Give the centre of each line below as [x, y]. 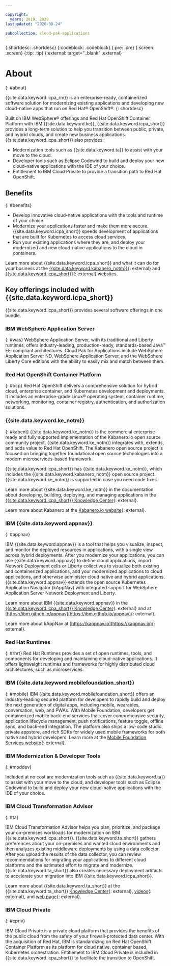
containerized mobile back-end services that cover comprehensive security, [85, 715]
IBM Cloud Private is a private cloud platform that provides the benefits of [82, 931]
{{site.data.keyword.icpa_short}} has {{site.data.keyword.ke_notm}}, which [84, 468]
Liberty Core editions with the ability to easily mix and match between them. [85, 361]
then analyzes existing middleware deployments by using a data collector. [83, 849]
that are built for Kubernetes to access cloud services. [69, 237]
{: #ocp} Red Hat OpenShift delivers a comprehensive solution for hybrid [81, 386]
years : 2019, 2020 [30, 19]
